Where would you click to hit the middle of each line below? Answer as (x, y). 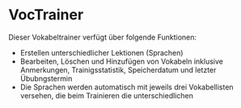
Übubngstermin (46, 78)
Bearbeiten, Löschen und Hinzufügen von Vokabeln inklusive (122, 61)
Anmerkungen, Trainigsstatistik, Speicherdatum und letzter (118, 69)
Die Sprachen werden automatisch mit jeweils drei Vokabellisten (127, 87)
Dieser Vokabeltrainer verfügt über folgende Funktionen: (102, 37)
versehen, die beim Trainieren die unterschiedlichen (107, 95)
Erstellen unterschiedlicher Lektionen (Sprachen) (101, 52)
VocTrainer (46, 15)
